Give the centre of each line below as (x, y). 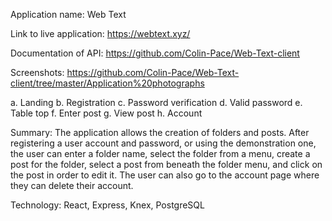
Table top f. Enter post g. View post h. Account (106, 113)
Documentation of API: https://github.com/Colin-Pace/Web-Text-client (155, 53)
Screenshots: (37, 72)
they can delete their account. (72, 185)
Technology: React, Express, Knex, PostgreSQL (107, 205)
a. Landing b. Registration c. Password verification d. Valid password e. (156, 102)
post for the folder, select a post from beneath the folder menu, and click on (166, 164)
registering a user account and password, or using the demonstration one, (163, 143)
